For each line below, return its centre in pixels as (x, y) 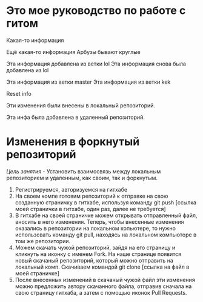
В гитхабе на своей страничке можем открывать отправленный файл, (106, 215)
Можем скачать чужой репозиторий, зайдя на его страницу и (95, 247)
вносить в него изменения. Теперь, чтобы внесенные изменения (99, 221)
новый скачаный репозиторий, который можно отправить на (94, 260)
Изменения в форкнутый (73, 142)
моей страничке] (37, 273)
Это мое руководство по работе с (96, 11)
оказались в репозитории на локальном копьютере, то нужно (95, 228)
